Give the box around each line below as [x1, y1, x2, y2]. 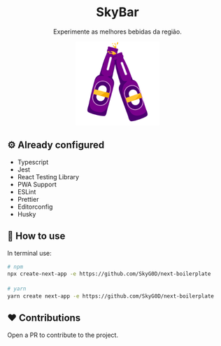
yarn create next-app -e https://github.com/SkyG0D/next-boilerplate [7, 293, 215, 300]
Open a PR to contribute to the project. [7, 331, 119, 339]
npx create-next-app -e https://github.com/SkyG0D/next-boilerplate [7, 270, 211, 277]
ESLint [17, 187, 36, 196]
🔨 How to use [7, 230, 66, 242]
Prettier [17, 195, 39, 203]
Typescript [17, 158, 49, 166]
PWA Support [17, 180, 57, 188]
